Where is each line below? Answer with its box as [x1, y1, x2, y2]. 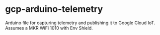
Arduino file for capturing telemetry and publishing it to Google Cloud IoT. [5, 20, 156, 26]
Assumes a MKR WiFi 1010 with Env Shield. [5, 25, 93, 31]
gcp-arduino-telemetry [5, 3, 103, 15]
